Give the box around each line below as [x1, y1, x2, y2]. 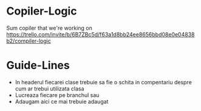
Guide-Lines [6, 59, 70, 72]
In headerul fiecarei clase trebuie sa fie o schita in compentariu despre [15, 78, 192, 86]
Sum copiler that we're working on [6, 24, 92, 32]
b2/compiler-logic [6, 37, 52, 44]
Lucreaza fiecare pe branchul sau [15, 91, 100, 98]
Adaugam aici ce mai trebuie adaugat [15, 98, 109, 105]
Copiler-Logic [6, 4, 77, 18]
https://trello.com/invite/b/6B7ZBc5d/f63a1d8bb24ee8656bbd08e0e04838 [6, 30, 195, 38]
